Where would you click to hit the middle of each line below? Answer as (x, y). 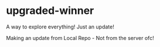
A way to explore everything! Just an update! (60, 27)
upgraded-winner (50, 11)
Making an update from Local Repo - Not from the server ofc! (80, 38)
